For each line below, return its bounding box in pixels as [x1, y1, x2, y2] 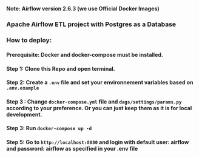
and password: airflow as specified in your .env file [6, 145, 138, 152]
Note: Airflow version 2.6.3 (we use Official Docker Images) [6, 5, 160, 12]
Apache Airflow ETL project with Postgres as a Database [6, 20, 177, 28]
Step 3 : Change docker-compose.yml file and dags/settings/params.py [6, 97, 182, 105]
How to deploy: [6, 36, 52, 45]
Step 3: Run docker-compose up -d [6, 125, 92, 132]
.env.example [6, 85, 39, 91]
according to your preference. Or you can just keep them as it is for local [6, 104, 192, 111]
